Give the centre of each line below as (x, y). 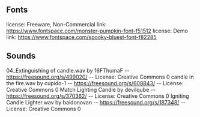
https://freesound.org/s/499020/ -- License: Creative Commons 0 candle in (100, 77)
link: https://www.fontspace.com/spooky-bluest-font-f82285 (82, 37)
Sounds (21, 56)
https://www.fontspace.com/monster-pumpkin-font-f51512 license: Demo (97, 31)
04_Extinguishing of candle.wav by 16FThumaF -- (68, 70)
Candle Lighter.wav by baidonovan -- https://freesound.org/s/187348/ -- (96, 102)
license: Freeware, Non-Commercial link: (56, 24)
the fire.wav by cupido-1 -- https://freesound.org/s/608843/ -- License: (95, 83)
